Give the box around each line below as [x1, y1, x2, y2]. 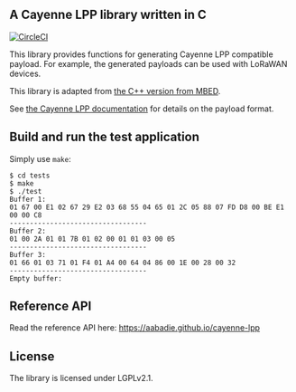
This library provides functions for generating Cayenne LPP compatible [9, 49, 273, 60]
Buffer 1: [9, 195, 47, 204]
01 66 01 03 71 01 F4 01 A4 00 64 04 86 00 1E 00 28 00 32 [9, 258, 236, 267]
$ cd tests [9, 171, 51, 180]
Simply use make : [9, 153, 71, 164]
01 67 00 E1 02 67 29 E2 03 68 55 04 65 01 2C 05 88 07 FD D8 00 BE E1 [9, 203, 284, 212]
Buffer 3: [9, 250, 47, 259]
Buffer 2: [9, 226, 47, 235]
